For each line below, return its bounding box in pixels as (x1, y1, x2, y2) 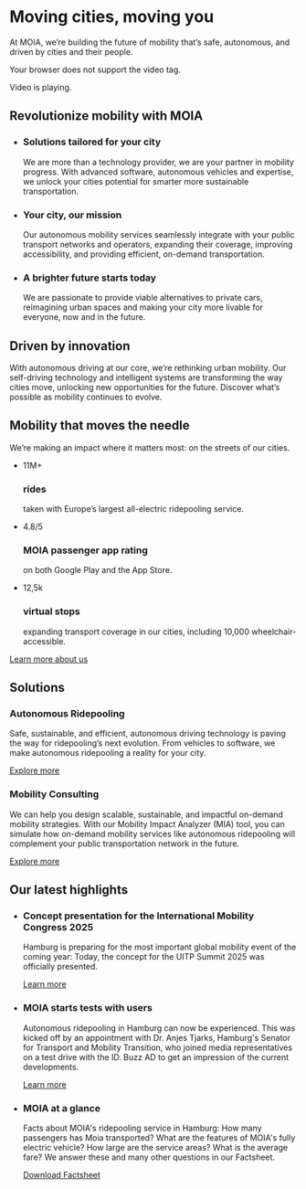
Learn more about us (9, 653, 89, 664)
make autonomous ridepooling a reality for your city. (9, 748, 206, 759)
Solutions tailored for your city (22, 135, 162, 148)
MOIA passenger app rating (22, 544, 149, 557)
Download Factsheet (22, 1170, 100, 1180)
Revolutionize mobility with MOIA (9, 108, 204, 124)
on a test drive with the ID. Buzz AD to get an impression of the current (22, 1051, 290, 1062)
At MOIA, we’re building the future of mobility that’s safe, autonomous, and (9, 37, 290, 48)
